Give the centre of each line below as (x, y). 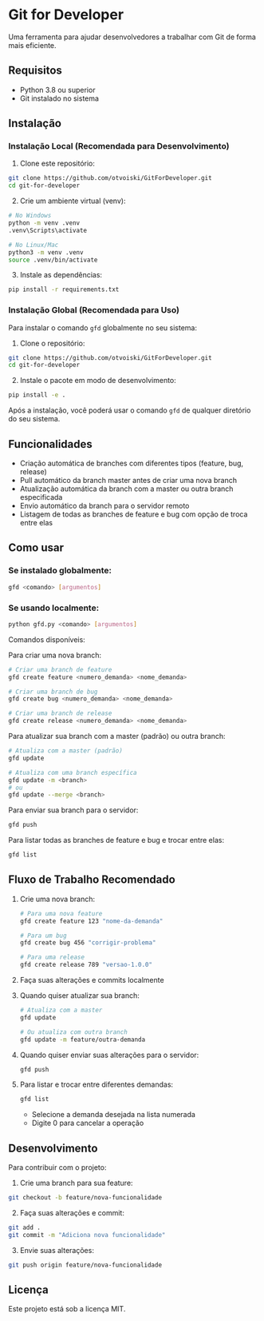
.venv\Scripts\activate (48, 230)
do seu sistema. (34, 419)
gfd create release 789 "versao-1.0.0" (86, 965)
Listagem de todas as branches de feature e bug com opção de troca (134, 514)
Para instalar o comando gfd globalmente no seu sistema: (103, 327)
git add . (25, 1228)
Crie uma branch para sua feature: (76, 1183)
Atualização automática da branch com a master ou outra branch (126, 489)
